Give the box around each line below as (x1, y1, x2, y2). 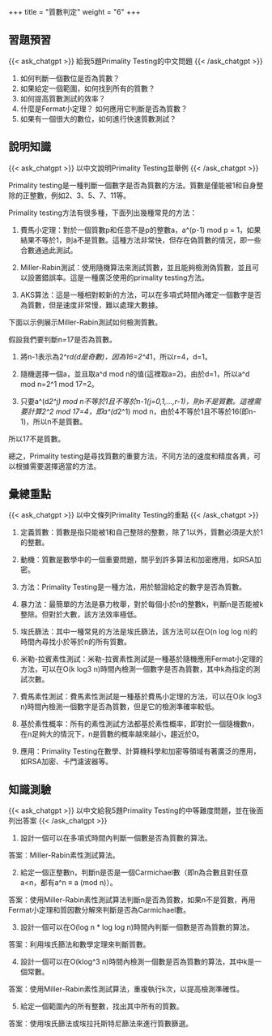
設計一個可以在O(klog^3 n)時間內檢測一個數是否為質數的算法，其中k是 (19, 956, 255, 967)
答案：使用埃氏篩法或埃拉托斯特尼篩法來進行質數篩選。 (8, 1019, 193, 1029)
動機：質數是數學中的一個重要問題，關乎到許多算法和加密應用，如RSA (19, 555, 255, 565)
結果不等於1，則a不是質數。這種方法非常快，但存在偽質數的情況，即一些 (19, 234, 261, 245)
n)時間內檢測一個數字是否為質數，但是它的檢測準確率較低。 (19, 702, 219, 711)
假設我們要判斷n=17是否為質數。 (8, 334, 117, 344)
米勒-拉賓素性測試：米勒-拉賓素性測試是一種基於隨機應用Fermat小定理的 (19, 654, 263, 664)
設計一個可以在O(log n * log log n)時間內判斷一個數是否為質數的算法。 (19, 922, 255, 932)
